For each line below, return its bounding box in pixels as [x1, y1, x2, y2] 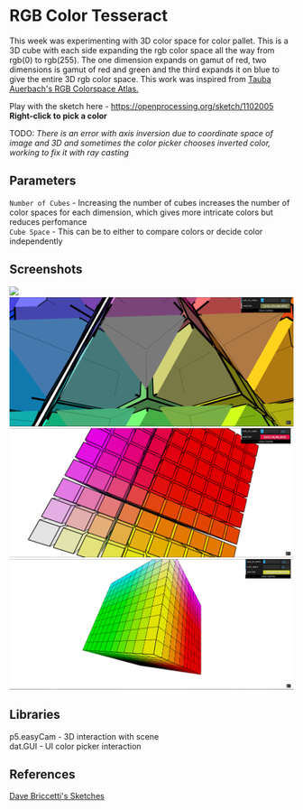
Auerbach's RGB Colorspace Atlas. [9, 83, 139, 94]
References [9, 767, 76, 782]
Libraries [9, 707, 60, 722]
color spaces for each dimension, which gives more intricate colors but [9, 207, 273, 218]
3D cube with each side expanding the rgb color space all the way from [9, 44, 275, 55]
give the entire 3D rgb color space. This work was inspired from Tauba [9, 73, 272, 84]
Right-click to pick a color [9, 110, 108, 121]
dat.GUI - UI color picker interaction [9, 740, 142, 751]
